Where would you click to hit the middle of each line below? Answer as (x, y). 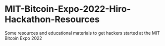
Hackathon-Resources (52, 19)
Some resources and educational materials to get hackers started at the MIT (82, 33)
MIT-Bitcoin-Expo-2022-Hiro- (68, 9)
